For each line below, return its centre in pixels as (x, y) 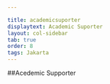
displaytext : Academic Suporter (55, 26)
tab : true (22, 40)
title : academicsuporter (44, 20)
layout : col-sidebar (38, 33)
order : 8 (20, 47)
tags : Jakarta (28, 53)
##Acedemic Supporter (42, 73)
